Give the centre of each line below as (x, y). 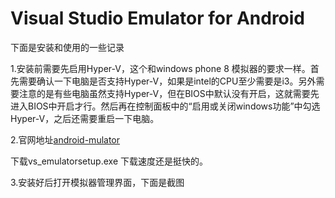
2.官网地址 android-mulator (65, 139)
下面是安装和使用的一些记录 (67, 47)
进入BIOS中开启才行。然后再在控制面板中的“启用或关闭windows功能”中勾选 (165, 106)
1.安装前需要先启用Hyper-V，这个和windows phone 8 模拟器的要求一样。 (160, 68)
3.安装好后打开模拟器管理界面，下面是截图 (97, 182)
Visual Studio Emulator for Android (158, 18)
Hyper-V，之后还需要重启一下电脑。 (85, 118)
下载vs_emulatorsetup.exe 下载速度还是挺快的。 (109, 161)
